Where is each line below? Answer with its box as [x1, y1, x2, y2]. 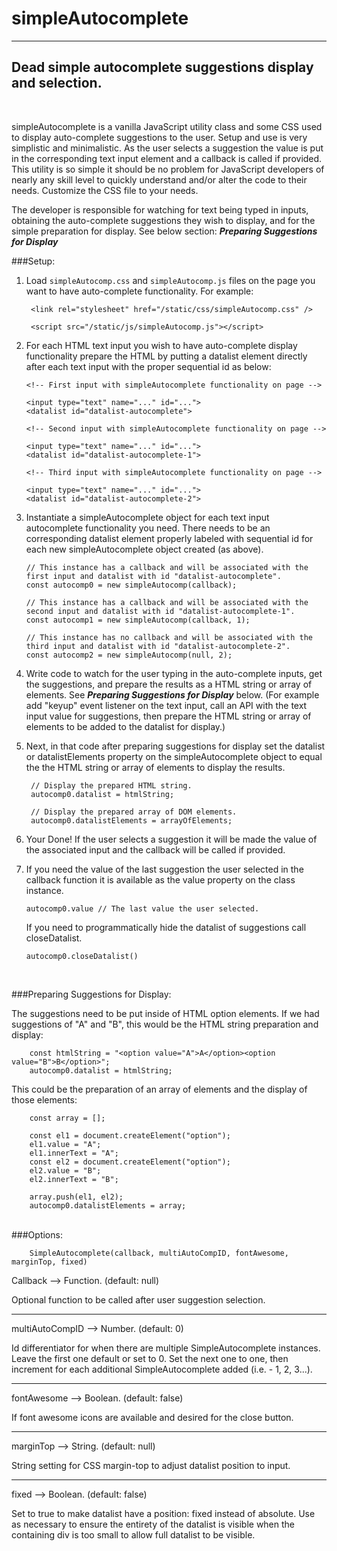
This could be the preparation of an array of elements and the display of [11, 1083, 308, 1095]
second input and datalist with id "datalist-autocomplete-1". [25, 606, 296, 616]
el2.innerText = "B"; [29, 1174, 119, 1184]
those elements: [11, 1093, 78, 1106]
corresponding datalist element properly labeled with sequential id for [25, 532, 314, 544]
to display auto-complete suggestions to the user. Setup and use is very [11, 131, 308, 143]
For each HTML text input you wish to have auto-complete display [25, 339, 298, 351]
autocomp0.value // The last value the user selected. [25, 903, 260, 914]
